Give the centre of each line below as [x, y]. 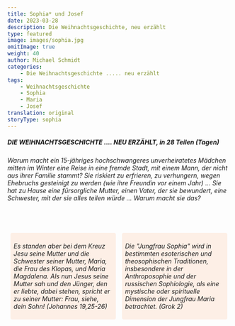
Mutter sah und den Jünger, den [61, 283]
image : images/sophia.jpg [45, 40]
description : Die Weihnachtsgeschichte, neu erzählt [87, 27]
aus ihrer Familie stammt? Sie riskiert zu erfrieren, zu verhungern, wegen [114, 175]
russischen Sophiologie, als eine [172, 283]
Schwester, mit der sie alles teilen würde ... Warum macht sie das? [104, 198]
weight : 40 [23, 54]
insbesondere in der [154, 268]
